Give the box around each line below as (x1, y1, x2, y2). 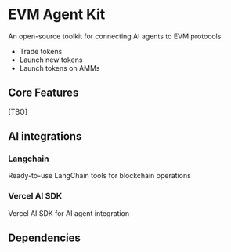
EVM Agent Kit (8, 5, 106, 24)
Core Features (8, 86, 79, 100)
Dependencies (8, 232, 81, 245)
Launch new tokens (19, 55, 83, 64)
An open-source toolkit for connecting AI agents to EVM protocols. (8, 31, 223, 41)
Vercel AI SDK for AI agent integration (8, 208, 130, 217)
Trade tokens (19, 46, 63, 56)
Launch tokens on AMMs (19, 63, 100, 72)
